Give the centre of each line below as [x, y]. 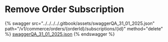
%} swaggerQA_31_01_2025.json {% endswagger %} [60, 34]
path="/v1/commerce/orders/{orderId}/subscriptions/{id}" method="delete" [84, 28]
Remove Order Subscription [64, 9]
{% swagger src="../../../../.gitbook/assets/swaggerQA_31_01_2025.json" [80, 23]
